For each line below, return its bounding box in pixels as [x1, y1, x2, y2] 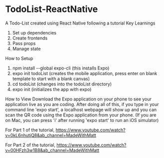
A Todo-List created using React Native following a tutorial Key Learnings [5, 20, 156, 26]
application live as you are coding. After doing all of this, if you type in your [5, 101, 159, 107]
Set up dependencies [12, 29, 56, 35]
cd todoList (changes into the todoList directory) [12, 81, 112, 87]
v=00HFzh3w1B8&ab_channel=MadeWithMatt [5, 147, 100, 153]
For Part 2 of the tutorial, [5, 141, 56, 148]
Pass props [12, 40, 36, 46]
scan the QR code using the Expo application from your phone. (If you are [5, 111, 157, 118]
